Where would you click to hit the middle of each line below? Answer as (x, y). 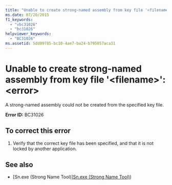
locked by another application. (45, 149)
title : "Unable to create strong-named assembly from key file (74, 10)
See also (19, 165)
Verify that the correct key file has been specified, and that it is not (83, 143)
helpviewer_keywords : (28, 34)
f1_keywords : (19, 19)
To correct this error (38, 131)
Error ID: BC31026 (25, 115)
